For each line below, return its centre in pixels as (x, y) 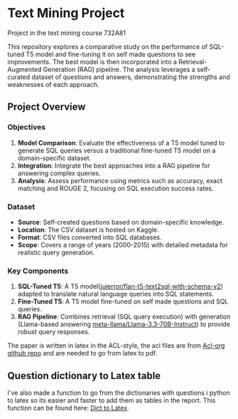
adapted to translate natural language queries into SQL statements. (116, 294)
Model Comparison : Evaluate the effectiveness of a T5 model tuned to (121, 143)
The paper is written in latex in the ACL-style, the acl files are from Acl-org (116, 346)
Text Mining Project (66, 13)
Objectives (27, 128)
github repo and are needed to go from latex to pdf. (82, 353)
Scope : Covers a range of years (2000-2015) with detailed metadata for (123, 244)
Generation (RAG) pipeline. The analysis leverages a (119, 69)
